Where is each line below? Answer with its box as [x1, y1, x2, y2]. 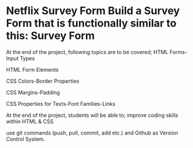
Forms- [169, 48, 188, 55]
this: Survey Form [6, 29, 95, 42]
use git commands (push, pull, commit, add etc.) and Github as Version [6, 129, 178, 136]
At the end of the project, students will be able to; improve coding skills [6, 112, 178, 119]
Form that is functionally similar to [6, 16, 177, 30]
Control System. [6, 135, 45, 142]
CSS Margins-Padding [6, 89, 60, 96]
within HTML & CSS [6, 117, 54, 125]
